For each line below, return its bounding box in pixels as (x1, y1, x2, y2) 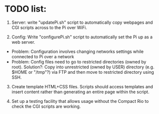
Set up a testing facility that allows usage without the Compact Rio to (11, 98, 149, 104)
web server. (11, 39, 35, 45)
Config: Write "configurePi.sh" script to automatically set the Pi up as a (11, 34, 153, 40)
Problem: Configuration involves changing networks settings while (11, 49, 144, 54)
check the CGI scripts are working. (11, 103, 81, 109)
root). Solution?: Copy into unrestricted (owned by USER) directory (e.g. (11, 64, 155, 70)
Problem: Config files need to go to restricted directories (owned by (11, 59, 146, 65)
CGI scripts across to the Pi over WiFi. (11, 24, 87, 30)
